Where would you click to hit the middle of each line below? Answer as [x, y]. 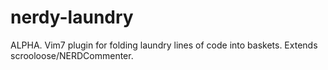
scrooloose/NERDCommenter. [72, 55]
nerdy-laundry [72, 17]
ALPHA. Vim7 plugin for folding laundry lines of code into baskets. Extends [164, 45]
